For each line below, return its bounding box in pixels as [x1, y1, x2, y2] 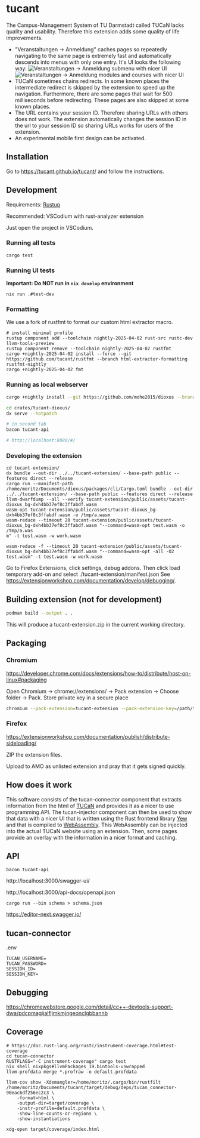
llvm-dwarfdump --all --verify [6, 496, 84, 502]
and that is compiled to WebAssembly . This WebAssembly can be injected [6, 821, 187, 828]
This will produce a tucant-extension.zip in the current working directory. [6, 621, 186, 628]
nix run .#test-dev [6, 291, 55, 297]
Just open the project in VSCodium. [6, 224, 93, 231]
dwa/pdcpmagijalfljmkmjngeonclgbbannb [6, 1010, 108, 1017]
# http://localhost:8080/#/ [6, 437, 76, 443]
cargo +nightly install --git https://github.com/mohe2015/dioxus [6, 394, 174, 400]
